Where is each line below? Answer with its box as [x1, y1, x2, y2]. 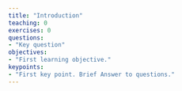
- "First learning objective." [8, 56, 112, 64]
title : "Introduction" [8, 11, 83, 20]
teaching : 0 [8, 19, 47, 27]
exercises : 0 [8, 26, 51, 34]
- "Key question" [8, 41, 66, 49]
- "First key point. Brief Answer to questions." [8, 70, 176, 78]
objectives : [8, 48, 47, 56]
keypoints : [8, 63, 44, 71]
